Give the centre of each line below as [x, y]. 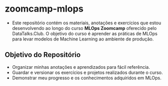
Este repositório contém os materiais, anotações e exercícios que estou [87, 23]
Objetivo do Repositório [43, 55]
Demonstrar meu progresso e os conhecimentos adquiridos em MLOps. [87, 78]
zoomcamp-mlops [44, 9]
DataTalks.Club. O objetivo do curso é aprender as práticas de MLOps [85, 33]
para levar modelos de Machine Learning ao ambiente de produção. [83, 39]
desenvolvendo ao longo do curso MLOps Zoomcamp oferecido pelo [84, 28]
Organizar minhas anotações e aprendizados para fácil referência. [81, 67]
